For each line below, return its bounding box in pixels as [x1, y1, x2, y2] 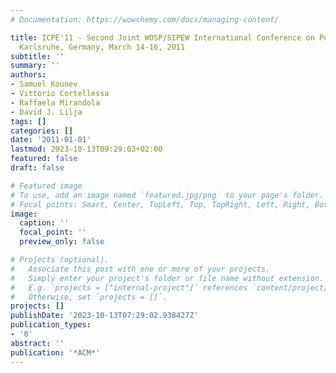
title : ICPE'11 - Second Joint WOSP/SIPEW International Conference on [10, 32, 315, 43]
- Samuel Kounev [10, 79, 78, 90]
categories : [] [10, 126, 74, 136]
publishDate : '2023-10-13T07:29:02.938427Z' [10, 311, 199, 321]
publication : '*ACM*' [10, 347, 101, 358]
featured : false [10, 154, 78, 164]
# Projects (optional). [10, 255, 110, 265]
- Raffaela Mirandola [10, 97, 101, 108]
